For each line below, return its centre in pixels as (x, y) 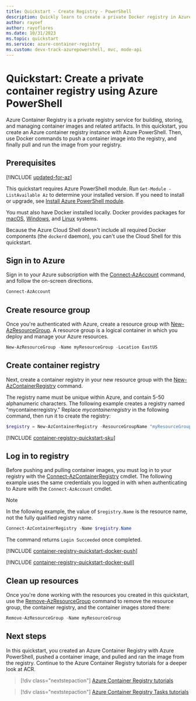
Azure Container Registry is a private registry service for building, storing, (95, 119)
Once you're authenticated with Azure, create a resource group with (88, 324)
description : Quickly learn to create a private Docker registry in (91, 17)
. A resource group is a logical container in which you (114, 330)
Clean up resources (42, 581)
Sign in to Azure (36, 260)
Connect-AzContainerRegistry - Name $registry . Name (69, 529)
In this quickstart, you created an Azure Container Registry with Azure (90, 650)
